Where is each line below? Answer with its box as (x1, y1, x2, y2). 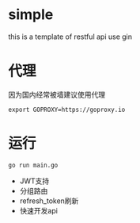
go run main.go (8, 161, 59, 169)
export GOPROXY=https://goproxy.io (8, 106, 126, 113)
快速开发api (19, 206, 58, 215)
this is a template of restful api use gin (8, 32, 133, 41)
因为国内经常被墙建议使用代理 (8, 90, 105, 99)
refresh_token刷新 (19, 196, 79, 206)
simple (8, 6, 54, 24)
